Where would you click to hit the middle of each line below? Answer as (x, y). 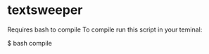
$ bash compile (30, 43)
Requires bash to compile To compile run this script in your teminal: (105, 29)
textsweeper (45, 10)
